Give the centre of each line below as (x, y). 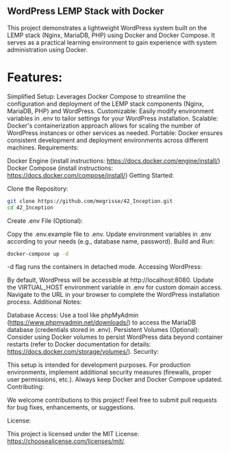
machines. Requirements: (43, 147)
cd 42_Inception (30, 207)
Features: (35, 78)
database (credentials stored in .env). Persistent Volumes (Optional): (103, 330)
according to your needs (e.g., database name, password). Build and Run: (111, 241)
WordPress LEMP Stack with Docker (86, 11)
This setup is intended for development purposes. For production (99, 365)
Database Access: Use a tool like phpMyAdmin (73, 316)
